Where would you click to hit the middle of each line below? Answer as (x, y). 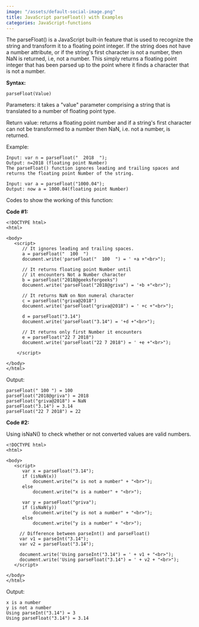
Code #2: (18, 423)
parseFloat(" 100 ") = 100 (40, 391)
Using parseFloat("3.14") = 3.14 (48, 618)
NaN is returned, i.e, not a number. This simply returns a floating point (91, 59)
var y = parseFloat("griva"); (59, 502)
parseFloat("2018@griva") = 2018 (48, 396)
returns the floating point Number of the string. (70, 173)
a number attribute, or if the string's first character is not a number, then (94, 52)
